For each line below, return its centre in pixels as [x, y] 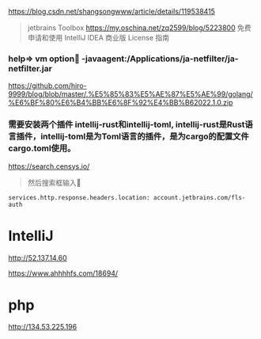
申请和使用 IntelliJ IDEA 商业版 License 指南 [98, 38]
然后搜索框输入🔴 [54, 182]
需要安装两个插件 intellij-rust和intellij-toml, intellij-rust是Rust [127, 124]
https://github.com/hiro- [47, 86]
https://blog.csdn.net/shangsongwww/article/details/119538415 [112, 11]
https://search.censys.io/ [49, 166]
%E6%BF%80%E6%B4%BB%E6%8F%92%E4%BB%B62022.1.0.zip [121, 103]
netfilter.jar [30, 68]
